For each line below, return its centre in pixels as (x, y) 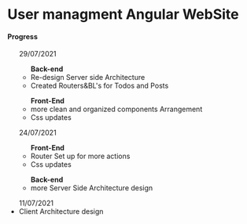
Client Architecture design (61, 211)
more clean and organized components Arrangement (116, 109)
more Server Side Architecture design (92, 188)
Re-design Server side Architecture (88, 78)
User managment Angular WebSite (123, 14)
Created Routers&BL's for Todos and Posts (100, 86)
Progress (23, 36)
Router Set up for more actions (80, 156)
